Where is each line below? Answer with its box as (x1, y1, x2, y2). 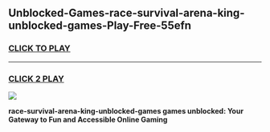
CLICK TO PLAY (8, 43, 71, 54)
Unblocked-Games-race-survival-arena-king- (8, 6, 245, 20)
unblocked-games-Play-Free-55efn (8, 19, 191, 33)
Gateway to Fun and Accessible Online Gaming (8, 114, 168, 124)
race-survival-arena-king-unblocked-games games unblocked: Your (8, 106, 243, 115)
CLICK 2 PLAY (8, 73, 64, 84)
